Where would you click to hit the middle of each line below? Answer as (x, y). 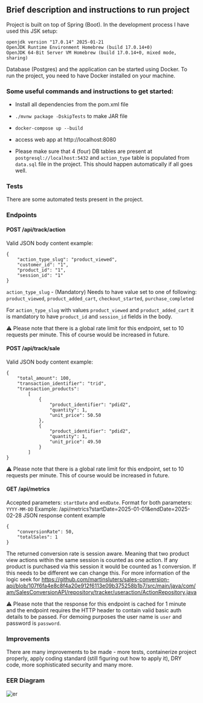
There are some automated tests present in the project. (75, 200)
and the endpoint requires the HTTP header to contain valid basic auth (94, 610)
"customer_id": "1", (43, 265)
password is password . (34, 623)
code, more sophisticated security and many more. (70, 665)
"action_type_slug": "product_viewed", (67, 260)
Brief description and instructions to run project (98, 10)
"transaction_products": (48, 389)
